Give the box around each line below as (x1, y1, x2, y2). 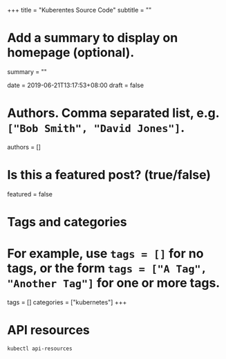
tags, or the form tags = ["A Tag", (7, 261, 207, 276)
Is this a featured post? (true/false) (7, 167, 211, 183)
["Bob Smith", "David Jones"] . (7, 120, 185, 136)
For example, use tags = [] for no (7, 246, 204, 261)
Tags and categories (7, 214, 127, 230)
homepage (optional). (7, 45, 135, 61)
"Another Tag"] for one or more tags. (7, 275, 220, 291)
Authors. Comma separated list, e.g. (7, 105, 220, 121)
